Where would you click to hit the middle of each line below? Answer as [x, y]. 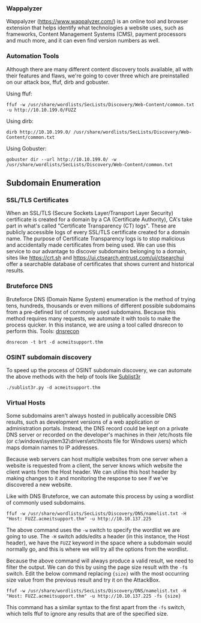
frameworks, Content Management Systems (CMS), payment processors [96, 34]
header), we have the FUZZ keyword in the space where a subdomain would [99, 543]
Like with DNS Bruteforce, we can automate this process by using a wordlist [100, 496]
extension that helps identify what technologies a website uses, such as [95, 28]
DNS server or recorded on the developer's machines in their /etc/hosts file [99, 435]
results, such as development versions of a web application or [83, 422]
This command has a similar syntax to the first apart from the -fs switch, [96, 607]
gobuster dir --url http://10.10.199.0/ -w [61, 159]
